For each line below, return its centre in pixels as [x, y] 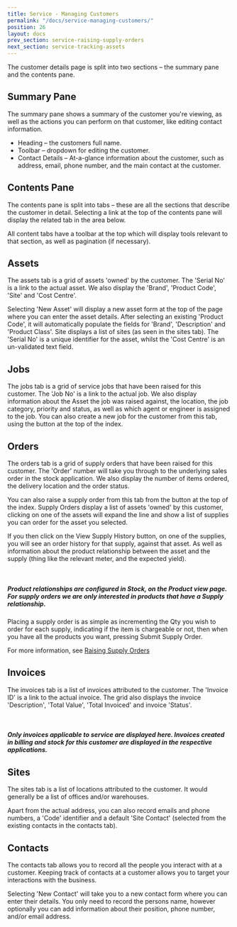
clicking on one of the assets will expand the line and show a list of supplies [118, 515]
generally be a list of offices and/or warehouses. [78, 797]
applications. [27, 750]
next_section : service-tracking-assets [66, 47]
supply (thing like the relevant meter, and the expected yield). [97, 559]
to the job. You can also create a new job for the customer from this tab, [112, 416]
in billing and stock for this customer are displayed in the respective [110, 743]
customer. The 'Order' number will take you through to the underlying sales [117, 471]
